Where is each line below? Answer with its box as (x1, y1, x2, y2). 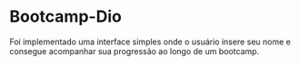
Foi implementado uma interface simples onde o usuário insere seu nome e (9, 36, 291, 47)
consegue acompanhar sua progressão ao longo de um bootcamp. (9, 45, 260, 56)
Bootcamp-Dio (9, 6, 123, 27)
